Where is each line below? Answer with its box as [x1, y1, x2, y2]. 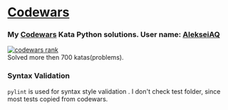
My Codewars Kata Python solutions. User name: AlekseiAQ [7, 30, 220, 40]
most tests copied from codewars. [7, 94, 108, 103]
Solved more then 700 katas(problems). [7, 53, 124, 62]
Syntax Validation [7, 71, 70, 81]
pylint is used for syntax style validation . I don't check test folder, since [7, 87, 221, 96]
